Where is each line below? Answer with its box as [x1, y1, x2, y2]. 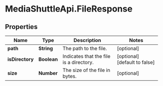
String [38, 45, 53, 52]
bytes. [62, 73, 77, 79]
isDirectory [7, 56, 34, 62]
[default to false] [116, 59, 155, 66]
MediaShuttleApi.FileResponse [5, 3, 132, 14]
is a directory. [62, 59, 94, 66]
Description [73, 37, 101, 43]
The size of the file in [62, 67, 111, 73]
